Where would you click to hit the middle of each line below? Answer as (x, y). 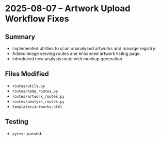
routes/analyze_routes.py (38, 102)
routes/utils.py (28, 86)
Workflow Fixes (37, 19)
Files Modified (27, 74)
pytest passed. (27, 133)
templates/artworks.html (37, 107)
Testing (17, 122)
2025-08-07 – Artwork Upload (68, 9)
